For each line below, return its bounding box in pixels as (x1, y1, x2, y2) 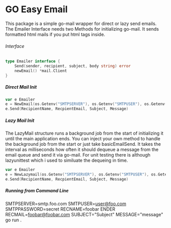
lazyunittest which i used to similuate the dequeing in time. (5, 157, 128, 164)
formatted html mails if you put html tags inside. (5, 31, 105, 37)
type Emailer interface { (5, 59, 60, 64)
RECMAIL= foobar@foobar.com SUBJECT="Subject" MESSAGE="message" (5, 211, 163, 217)
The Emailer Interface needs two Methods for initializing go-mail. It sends (5, 26, 159, 32)
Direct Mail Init (5, 84, 37, 90)
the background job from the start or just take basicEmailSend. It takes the (5, 141, 161, 147)
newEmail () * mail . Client (14, 68, 67, 73)
